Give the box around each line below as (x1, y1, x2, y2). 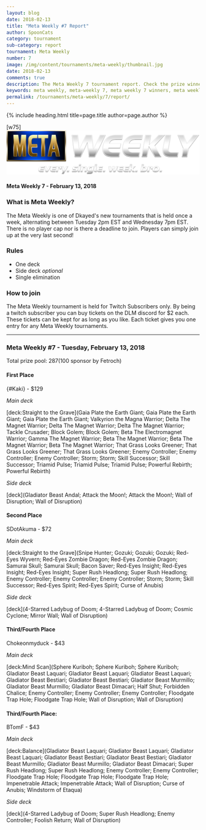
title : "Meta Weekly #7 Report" (6, 23, 89, 29)
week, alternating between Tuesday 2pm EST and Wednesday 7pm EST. (6, 218, 189, 226)
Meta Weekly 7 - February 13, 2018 (6, 183, 97, 190)
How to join (6, 289, 41, 297)
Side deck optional (15, 267, 63, 274)
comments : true (6, 74, 45, 81)
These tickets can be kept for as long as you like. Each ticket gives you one (6, 316, 196, 323)
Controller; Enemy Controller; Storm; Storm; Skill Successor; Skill (6, 454, 170, 462)
